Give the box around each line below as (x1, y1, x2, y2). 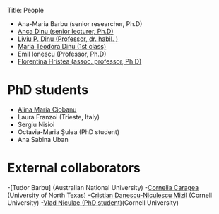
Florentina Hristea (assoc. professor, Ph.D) (17, 57, 142, 66)
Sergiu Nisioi (17, 120, 55, 129)
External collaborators (7, 160, 141, 176)
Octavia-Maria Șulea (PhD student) (17, 127, 120, 136)
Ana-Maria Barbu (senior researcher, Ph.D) (17, 20, 143, 28)
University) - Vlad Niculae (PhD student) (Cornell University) (7, 198, 179, 207)
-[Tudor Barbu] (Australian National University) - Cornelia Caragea (7, 183, 199, 191)
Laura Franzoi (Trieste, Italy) (17, 112, 100, 121)
